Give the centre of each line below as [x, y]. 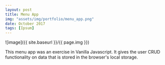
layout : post [19, 10]
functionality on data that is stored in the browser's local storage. [72, 57]
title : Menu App [22, 14]
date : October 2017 [25, 24]
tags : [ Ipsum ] [20, 28]
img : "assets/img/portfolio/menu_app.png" [50, 19]
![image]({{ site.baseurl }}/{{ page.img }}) [47, 42]
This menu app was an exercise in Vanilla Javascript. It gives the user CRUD [83, 52]
